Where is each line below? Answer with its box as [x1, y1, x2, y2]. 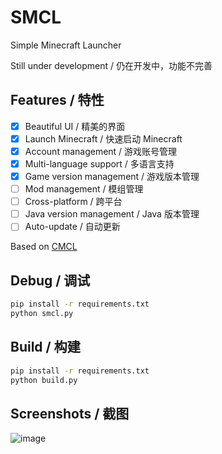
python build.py [10, 375, 78, 385]
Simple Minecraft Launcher [10, 39, 122, 51]
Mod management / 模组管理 [24, 183, 144, 195]
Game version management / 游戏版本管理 [24, 171, 200, 182]
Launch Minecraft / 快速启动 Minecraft [24, 132, 183, 145]
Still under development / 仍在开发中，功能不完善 [10, 59, 213, 71]
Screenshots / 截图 [10, 405, 130, 422]
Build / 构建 [10, 339, 81, 356]
